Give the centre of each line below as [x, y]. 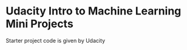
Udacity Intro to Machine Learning [93, 11]
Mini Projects [39, 24]
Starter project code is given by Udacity [56, 40]
